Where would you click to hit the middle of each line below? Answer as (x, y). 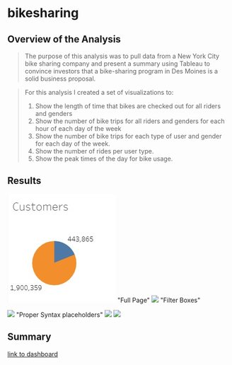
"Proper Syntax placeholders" (59, 314)
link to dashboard (33, 354)
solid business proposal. (60, 79)
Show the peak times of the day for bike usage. (104, 158)
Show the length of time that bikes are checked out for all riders (128, 106)
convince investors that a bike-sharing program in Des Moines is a (121, 71)
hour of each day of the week (78, 128)
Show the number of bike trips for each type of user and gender (128, 136)
